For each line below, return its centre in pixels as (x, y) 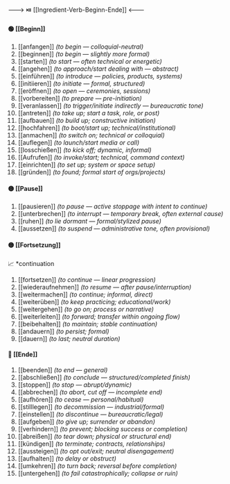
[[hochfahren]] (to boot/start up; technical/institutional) (97, 128)
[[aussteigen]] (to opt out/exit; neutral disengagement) (96, 451)
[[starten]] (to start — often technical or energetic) (90, 62)
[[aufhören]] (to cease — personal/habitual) (81, 399)
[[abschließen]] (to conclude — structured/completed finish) (104, 377)
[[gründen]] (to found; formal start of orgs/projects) (91, 172)
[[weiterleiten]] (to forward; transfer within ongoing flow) (99, 316)
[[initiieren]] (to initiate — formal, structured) (81, 84)
